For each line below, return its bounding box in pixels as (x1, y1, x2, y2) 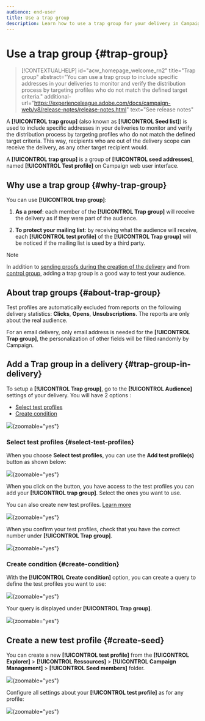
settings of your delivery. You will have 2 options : (6, 391, 131, 398)
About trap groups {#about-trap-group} (6, 287, 161, 297)
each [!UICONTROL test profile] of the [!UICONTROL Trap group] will (15, 233, 192, 241)
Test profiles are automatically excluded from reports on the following (6, 304, 181, 311)
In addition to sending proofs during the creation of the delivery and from (6, 263, 190, 271)
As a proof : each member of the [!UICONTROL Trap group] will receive (15, 208, 195, 215)
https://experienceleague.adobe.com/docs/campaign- (34, 99, 171, 107)
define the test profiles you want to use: (6, 580, 107, 588)
